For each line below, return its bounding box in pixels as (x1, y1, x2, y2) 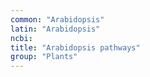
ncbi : (10, 33, 33, 43)
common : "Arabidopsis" (10, 14, 105, 25)
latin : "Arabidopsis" (10, 24, 101, 34)
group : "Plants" (10, 52, 78, 62)
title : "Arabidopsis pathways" (10, 42, 141, 53)
